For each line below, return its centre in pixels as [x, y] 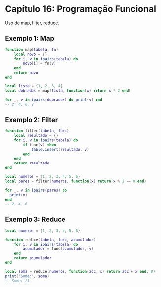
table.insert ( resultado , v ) [60, 149]
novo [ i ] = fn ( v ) [39, 63]
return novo [26, 73]
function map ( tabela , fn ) [32, 50]
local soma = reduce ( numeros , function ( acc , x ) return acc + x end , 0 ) [80, 272]
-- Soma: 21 [17, 281]
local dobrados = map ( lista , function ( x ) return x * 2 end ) [68, 91]
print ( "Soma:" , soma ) [27, 276]
